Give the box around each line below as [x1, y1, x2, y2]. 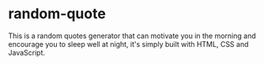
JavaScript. [8, 48, 46, 57]
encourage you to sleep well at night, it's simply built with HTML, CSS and [8, 39, 249, 48]
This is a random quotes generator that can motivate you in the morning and [8, 31, 257, 40]
